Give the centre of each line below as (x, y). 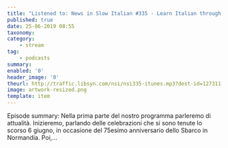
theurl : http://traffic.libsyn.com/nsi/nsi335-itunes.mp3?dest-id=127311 (114, 84)
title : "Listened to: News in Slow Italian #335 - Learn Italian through (114, 13)
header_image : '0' (33, 77)
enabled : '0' (26, 71)
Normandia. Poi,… (32, 137)
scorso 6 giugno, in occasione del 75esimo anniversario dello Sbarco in (108, 130)
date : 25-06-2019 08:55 (41, 26)
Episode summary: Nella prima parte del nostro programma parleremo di (109, 116)
